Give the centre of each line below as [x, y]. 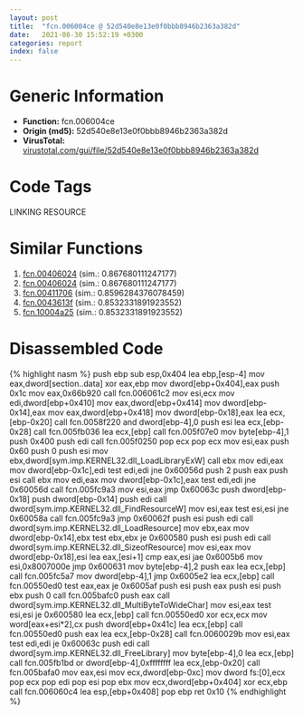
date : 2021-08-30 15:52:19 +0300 [76, 34]
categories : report [46, 43]
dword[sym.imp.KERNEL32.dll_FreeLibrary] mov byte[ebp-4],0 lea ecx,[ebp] [152, 652]
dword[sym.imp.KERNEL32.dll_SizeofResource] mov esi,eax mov [130, 547]
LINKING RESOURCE [48, 212]
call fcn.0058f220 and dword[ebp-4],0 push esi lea [150, 421]
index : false [34, 52]
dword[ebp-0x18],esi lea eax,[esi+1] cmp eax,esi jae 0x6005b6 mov [136, 556]
